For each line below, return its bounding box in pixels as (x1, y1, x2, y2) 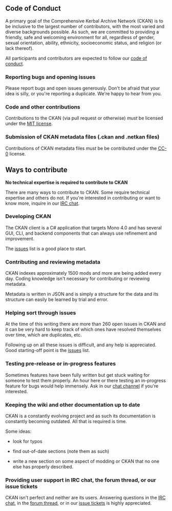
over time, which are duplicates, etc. (5, 332, 82, 338)
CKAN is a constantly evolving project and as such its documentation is (5, 413, 156, 419)
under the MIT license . (5, 120, 53, 127)
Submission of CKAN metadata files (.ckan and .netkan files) (5, 133, 160, 140)
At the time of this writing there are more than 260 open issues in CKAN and (5, 321, 166, 327)
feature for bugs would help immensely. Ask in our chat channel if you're (5, 383, 159, 389)
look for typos (12, 438, 42, 444)
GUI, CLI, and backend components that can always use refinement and (5, 230, 157, 236)
